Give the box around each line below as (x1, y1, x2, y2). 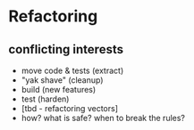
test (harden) (21, 93, 70, 104)
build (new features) (21, 85, 97, 94)
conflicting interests (8, 42, 124, 57)
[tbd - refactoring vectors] (21, 103, 118, 113)
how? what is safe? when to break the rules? (21, 113, 185, 123)
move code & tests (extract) (21, 65, 124, 76)
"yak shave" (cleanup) (21, 75, 104, 85)
